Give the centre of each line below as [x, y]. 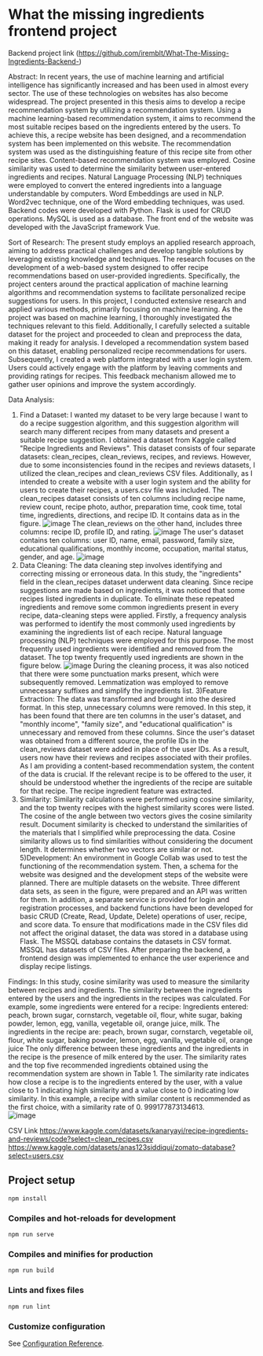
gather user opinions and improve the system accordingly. [102, 384]
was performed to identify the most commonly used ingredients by [127, 624]
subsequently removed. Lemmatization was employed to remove [124, 682]
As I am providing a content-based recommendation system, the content [137, 765]
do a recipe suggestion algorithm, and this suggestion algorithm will [129, 423]
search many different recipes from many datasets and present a [124, 431]
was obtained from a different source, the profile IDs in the [114, 740]
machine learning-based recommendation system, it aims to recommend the [132, 118]
